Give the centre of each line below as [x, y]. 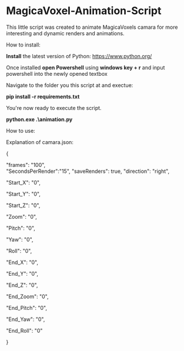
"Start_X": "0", [24, 182]
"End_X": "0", [22, 262]
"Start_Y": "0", [24, 194]
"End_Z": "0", [22, 285]
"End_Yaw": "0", [26, 319]
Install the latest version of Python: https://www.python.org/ [79, 56]
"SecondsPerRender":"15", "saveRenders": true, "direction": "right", [88, 171]
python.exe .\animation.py [39, 119]
